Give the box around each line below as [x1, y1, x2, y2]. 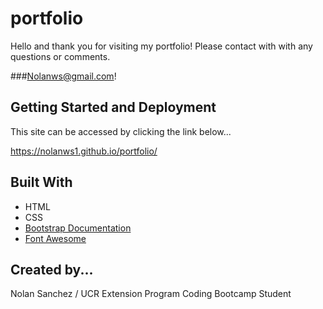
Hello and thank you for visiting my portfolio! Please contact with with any [10, 40, 313, 52]
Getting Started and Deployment [10, 99, 217, 116]
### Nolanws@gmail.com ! [10, 70, 117, 82]
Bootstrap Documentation [24, 222, 132, 234]
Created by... [10, 261, 94, 278]
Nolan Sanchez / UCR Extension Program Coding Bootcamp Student [10, 288, 292, 300]
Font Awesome [24, 232, 87, 244]
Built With [10, 174, 73, 191]
